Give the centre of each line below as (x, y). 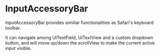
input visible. (18, 48)
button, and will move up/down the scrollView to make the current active (80, 42)
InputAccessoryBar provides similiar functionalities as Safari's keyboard (79, 22)
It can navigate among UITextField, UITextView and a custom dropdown (79, 37)
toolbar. (13, 27)
